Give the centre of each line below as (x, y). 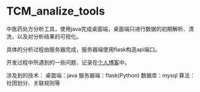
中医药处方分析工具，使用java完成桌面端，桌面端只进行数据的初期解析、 (98, 29)
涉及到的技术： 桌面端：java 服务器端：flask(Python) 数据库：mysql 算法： (101, 75)
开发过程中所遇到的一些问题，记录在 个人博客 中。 (68, 62)
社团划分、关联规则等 (33, 83)
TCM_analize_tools (56, 11)
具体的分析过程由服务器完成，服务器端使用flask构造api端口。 (83, 49)
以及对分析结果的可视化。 (49, 36)
